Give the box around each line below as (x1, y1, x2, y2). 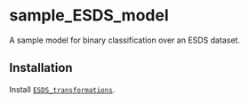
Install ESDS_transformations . (9, 83, 116, 94)
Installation (9, 60, 73, 75)
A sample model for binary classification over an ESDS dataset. (9, 35, 240, 45)
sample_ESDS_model (9, 5, 169, 26)
